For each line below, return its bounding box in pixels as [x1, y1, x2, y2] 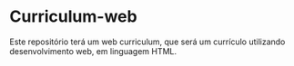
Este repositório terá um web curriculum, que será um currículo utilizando [9, 36, 286, 47]
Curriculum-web [9, 6, 138, 27]
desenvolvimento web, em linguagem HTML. [9, 45, 177, 56]
